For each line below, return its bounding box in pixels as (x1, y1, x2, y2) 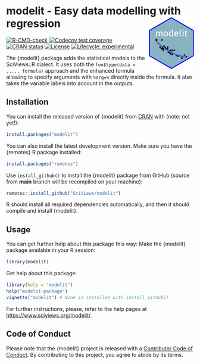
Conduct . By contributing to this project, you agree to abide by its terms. (6, 351, 183, 358)
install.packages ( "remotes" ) (6, 161, 79, 167)
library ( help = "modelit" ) (6, 282, 73, 288)
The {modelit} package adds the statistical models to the (6, 54, 145, 61)
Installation (6, 97, 49, 107)
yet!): (6, 119, 19, 126)
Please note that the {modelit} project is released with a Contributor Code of (6, 344, 193, 352)
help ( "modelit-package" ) (6, 288, 68, 294)
